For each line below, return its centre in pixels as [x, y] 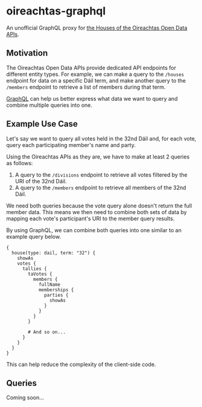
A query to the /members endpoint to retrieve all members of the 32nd [100, 188]
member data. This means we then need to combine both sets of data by [96, 212]
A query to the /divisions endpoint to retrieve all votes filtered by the [101, 175]
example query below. [34, 236]
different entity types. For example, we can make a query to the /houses [95, 74]
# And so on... [47, 332]
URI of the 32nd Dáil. [41, 181]
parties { [56, 295]
